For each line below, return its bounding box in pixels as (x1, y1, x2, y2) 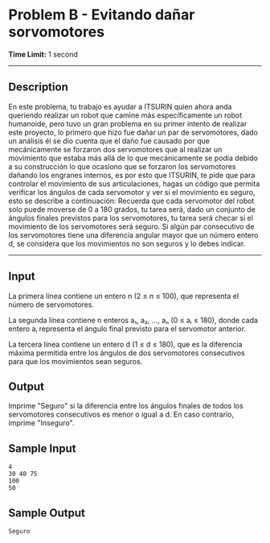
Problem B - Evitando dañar (8, 6, 195, 24)
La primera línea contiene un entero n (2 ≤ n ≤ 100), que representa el (8, 291, 239, 301)
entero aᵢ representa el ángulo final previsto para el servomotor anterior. (8, 324, 247, 334)
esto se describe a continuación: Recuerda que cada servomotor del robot (8, 196, 255, 205)
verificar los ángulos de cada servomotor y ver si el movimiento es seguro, (8, 187, 256, 197)
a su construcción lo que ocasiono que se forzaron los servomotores (8, 161, 236, 171)
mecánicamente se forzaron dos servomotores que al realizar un (8, 144, 223, 154)
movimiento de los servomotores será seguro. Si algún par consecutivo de (8, 222, 255, 231)
